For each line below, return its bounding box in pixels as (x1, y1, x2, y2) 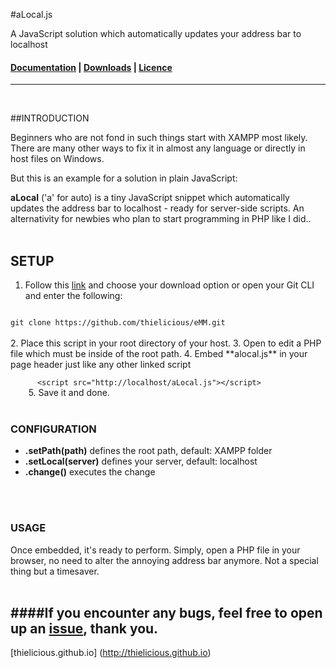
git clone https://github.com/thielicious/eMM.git (10, 318, 226, 328)
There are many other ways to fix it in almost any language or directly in (10, 142, 306, 154)
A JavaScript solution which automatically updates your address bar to (10, 28, 302, 39)
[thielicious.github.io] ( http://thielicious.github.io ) (10, 647, 212, 659)
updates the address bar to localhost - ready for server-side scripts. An (10, 202, 305, 214)
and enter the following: (24, 290, 123, 302)
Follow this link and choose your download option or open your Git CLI (24, 279, 315, 291)
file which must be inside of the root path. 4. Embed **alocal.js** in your (10, 348, 308, 360)
